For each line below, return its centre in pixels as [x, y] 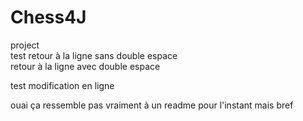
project [25, 45]
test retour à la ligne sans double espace [94, 55]
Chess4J [48, 17]
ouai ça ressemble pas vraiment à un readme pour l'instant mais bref [152, 105]
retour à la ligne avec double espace [85, 66]
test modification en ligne [62, 85]
